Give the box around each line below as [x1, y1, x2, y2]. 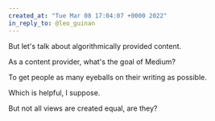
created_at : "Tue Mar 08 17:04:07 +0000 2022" [8, 11, 167, 20]
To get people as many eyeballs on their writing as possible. [8, 72, 207, 82]
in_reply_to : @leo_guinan [8, 19, 95, 27]
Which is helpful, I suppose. [8, 87, 101, 97]
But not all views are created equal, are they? [8, 103, 158, 113]
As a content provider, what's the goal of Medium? [8, 57, 176, 67]
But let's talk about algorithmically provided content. [8, 41, 182, 50]
